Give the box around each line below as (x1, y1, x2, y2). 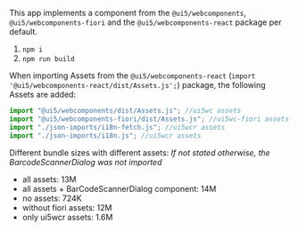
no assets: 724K (21, 193, 82, 203)
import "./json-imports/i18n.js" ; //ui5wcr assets (9, 131, 202, 140)
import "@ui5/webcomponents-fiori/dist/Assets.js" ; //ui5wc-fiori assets (9, 115, 290, 123)
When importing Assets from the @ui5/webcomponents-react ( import (9, 70, 256, 81)
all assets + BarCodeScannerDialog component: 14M (21, 183, 217, 194)
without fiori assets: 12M (21, 202, 112, 212)
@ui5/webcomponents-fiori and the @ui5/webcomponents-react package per (9, 17, 282, 28)
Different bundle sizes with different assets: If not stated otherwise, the (9, 147, 270, 158)
